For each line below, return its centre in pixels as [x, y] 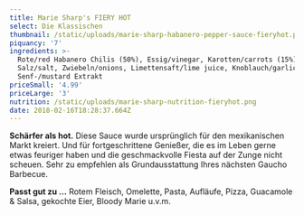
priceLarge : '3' [40, 93]
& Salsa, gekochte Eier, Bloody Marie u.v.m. [90, 201]
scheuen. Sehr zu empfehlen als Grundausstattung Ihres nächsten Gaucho [148, 164]
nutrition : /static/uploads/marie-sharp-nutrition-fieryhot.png [133, 102]
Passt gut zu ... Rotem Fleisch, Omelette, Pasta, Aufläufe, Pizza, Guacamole [151, 192]
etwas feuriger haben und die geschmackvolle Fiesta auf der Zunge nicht [146, 155]
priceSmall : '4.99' [46, 85]
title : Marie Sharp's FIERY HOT [70, 18]
